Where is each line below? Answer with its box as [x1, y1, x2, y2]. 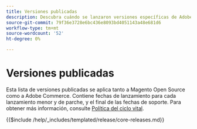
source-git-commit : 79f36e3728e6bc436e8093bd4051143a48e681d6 [6, 19, 161, 25]
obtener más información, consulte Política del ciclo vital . [6, 104, 144, 112]
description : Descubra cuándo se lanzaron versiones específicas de [6, 14, 177, 20]
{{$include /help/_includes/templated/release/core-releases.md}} [6, 116, 165, 123]
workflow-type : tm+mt [6, 25, 59, 31]
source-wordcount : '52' [6, 31, 64, 37]
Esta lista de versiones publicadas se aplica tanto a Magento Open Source [6, 86, 186, 93]
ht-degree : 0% [6, 36, 41, 42]
